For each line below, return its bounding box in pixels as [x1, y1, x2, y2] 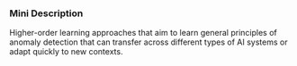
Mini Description [9, 7, 84, 20]
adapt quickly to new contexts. [9, 46, 123, 57]
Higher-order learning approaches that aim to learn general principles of [9, 28, 277, 38]
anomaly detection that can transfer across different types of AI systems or [9, 37, 288, 47]
